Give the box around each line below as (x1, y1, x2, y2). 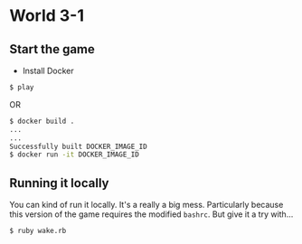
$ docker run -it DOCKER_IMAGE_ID (9, 150, 140, 159)
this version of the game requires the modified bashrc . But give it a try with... (9, 209, 294, 220)
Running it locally (9, 175, 109, 191)
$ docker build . (9, 117, 75, 126)
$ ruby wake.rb (9, 227, 67, 236)
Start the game (9, 42, 95, 57)
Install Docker (22, 65, 74, 76)
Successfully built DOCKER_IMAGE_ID (9, 142, 147, 151)
